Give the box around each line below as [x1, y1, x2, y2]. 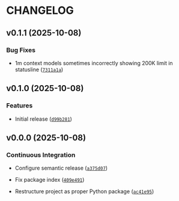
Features [6, 101, 33, 110]
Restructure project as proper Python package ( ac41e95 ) [14, 188, 154, 195]
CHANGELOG [6, 4, 74, 18]
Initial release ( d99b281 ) [14, 115, 72, 123]
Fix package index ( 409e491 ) [14, 176, 85, 183]
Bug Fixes [6, 46, 36, 54]
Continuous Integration [6, 150, 76, 159]
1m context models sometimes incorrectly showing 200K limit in [14, 59, 173, 66]
